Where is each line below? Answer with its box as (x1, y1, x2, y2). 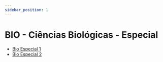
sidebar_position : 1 (5, 7, 49, 13)
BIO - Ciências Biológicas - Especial (5, 29, 158, 40)
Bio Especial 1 (12, 46, 41, 52)
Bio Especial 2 (12, 51, 42, 57)
